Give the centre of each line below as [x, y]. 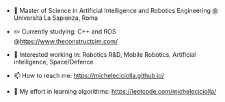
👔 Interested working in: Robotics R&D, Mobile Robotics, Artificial [105, 54]
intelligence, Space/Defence [53, 62]
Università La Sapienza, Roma [55, 18]
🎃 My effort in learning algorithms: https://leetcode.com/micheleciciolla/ [115, 91]
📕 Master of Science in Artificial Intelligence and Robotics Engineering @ [116, 11]
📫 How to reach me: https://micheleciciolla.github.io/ [89, 76]
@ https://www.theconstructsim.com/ [66, 41]
